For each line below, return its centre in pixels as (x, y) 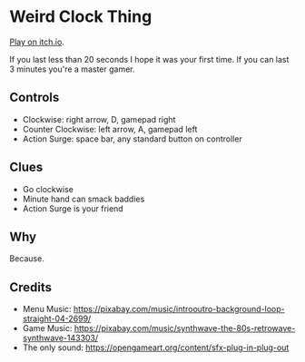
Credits (31, 287)
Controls (34, 98)
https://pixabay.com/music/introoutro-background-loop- (179, 309)
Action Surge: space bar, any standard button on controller (132, 139)
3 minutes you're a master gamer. (72, 69)
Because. (27, 259)
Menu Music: (47, 309)
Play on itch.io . (37, 42)
